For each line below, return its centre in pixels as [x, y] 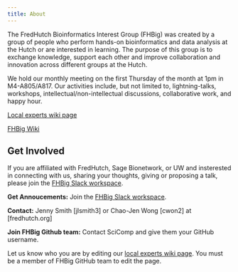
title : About [27, 14]
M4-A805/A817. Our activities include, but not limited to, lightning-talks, [112, 85]
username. [23, 240]
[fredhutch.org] [30, 219]
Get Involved [36, 151]
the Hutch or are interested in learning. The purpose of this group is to [110, 49]
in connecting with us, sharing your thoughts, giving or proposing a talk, [113, 176]
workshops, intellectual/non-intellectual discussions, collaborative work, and [119, 93]
